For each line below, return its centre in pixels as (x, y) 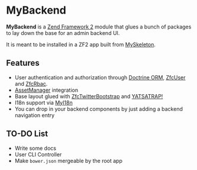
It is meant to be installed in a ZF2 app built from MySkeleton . (81, 44)
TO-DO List (27, 134)
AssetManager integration (46, 90)
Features (23, 63)
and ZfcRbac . (31, 84)
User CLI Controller (38, 154)
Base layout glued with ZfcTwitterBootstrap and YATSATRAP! (89, 96)
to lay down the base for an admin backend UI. (63, 33)
